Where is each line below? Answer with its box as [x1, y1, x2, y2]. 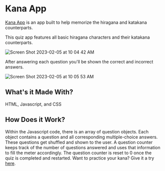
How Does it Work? [5, 115, 65, 124]
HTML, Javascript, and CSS [5, 101, 62, 107]
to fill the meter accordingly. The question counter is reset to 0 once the [5, 150, 152, 156]
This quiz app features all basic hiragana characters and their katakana [5, 34, 150, 40]
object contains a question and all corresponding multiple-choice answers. [5, 134, 158, 140]
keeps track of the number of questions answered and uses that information [5, 144, 161, 150]
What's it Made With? [5, 88, 73, 97]
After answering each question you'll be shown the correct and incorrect [5, 58, 154, 64]
